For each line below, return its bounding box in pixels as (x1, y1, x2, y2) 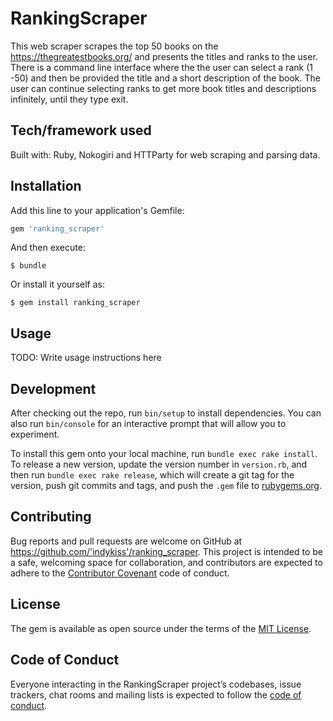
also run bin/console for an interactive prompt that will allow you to (10, 418, 287, 430)
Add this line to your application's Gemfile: (10, 204, 185, 216)
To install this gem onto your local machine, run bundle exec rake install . (10, 448, 318, 460)
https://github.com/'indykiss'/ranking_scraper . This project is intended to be (10, 545, 323, 557)
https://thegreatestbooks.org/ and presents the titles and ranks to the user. (10, 50, 318, 62)
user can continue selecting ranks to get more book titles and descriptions (10, 82, 317, 94)
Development (10, 380, 97, 397)
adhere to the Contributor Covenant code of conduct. (10, 567, 230, 579)
